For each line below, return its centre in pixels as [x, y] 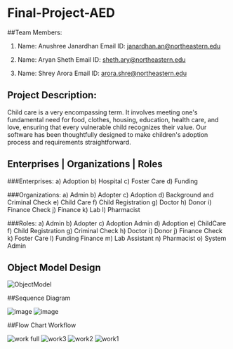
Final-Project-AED [61, 13]
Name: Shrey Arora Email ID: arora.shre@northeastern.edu [102, 73]
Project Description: [52, 95]
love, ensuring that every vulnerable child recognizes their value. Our [107, 127]
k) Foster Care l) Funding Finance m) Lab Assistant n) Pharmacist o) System [117, 238]
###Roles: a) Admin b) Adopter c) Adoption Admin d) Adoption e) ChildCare [117, 223]
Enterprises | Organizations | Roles [85, 164]
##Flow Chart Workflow [42, 325]
